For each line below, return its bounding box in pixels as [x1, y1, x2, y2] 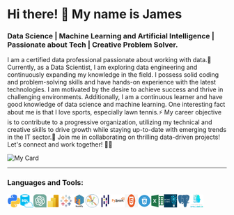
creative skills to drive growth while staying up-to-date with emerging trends [7, 126, 227, 134]
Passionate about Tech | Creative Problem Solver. [7, 40, 178, 50]
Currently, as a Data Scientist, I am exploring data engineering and [7, 63, 198, 72]
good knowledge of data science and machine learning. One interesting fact [7, 101, 226, 109]
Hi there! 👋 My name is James [7, 6, 182, 22]
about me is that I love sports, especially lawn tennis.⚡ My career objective [7, 108, 221, 117]
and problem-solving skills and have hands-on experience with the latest [7, 78, 217, 87]
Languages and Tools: [7, 178, 84, 188]
